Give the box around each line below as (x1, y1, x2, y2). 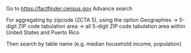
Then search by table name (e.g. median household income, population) (6, 41, 182, 47)
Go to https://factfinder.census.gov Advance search (6, 5, 133, 12)
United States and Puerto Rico (6, 29, 80, 36)
